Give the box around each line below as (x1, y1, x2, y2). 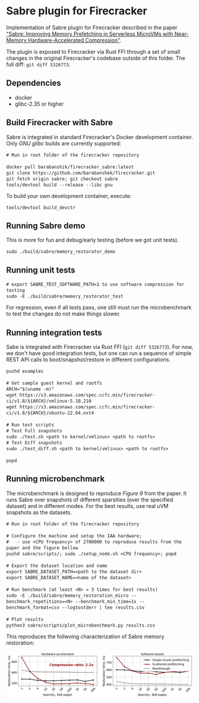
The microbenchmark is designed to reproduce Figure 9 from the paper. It (6, 490, 187, 497)
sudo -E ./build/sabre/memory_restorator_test (6, 293, 124, 299)
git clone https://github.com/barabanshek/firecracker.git (6, 170, 156, 176)
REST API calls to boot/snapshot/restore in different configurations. (6, 356, 171, 363)
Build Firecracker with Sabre (6, 117, 113, 128)
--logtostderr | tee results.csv (62, 604, 145, 611)
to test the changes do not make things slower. (6, 310, 121, 317)
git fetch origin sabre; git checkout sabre (6, 176, 118, 182)
